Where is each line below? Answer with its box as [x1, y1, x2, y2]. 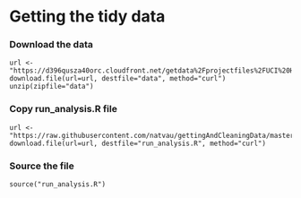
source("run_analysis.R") [9, 180, 106, 189]
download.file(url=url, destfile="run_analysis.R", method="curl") [9, 139, 267, 148]
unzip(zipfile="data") [9, 82, 94, 91]
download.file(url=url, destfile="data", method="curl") [9, 74, 227, 83]
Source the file [9, 159, 74, 172]
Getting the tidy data [9, 6, 166, 27]
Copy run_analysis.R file [9, 103, 118, 116]
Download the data [9, 39, 94, 51]
